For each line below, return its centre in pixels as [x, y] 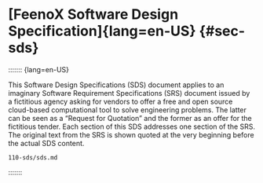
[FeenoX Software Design [93, 15]
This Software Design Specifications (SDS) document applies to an [116, 85]
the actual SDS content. [46, 143]
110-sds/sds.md [33, 157]
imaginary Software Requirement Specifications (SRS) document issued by [129, 93]
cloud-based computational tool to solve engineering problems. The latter [128, 110]
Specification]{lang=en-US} [102, 31]
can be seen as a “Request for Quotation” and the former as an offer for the [130, 118]
